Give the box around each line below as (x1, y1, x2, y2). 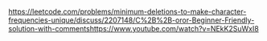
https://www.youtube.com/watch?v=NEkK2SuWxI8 (89, 24, 259, 33)
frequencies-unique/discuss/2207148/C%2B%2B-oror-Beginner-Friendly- (8, 15, 255, 25)
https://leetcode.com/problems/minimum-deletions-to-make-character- (8, 7, 247, 16)
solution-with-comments (8, 24, 90, 33)
